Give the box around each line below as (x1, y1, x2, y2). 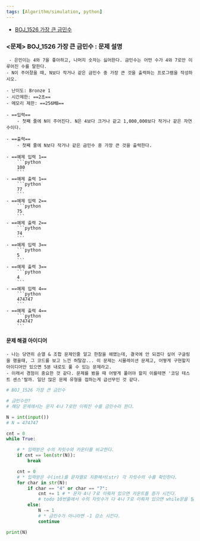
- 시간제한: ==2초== (6, 94, 51, 100)
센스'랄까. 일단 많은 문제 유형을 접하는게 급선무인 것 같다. (12, 377, 140, 383)
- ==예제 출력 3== (6, 263, 47, 270)
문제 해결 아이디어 (6, 337, 48, 344)
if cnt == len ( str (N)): (17, 452, 76, 459)
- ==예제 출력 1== (6, 176, 47, 182)
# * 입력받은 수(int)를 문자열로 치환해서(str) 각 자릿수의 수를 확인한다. (17, 474, 177, 480)
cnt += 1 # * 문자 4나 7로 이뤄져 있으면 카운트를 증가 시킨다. (37, 491, 177, 497)
